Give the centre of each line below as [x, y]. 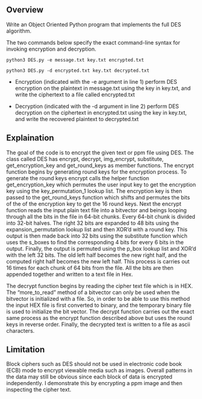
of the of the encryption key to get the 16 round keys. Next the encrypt [94, 204]
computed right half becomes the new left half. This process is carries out [98, 261]
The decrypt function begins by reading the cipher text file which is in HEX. [99, 286]
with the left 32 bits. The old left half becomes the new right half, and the [96, 255]
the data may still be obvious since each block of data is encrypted [90, 377]
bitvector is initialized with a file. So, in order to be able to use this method [98, 298]
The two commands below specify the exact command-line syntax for [93, 42]
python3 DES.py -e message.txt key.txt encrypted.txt [75, 60]
